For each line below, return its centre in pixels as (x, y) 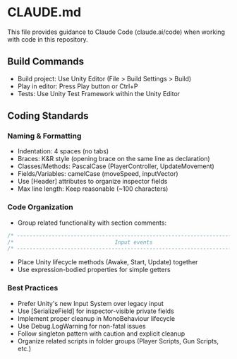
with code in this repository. (48, 39)
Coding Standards (48, 116)
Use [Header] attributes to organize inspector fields (92, 182)
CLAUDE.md (44, 12)
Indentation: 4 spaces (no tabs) (63, 151)
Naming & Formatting (44, 136)
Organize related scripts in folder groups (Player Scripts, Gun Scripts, (118, 341)
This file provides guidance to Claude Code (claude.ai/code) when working (116, 32)
